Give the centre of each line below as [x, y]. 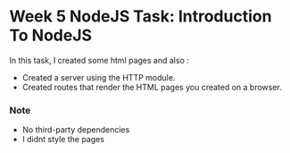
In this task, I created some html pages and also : [99, 60]
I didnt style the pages [63, 140]
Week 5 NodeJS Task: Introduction [141, 17]
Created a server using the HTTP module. [99, 77]
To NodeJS [50, 35]
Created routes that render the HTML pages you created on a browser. [152, 87]
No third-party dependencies [76, 130]
